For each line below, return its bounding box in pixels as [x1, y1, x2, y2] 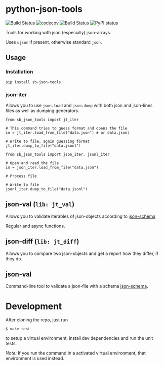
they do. [5, 255, 23, 261]
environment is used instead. [5, 356, 65, 362]
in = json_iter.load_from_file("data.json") [5, 165, 99, 170]
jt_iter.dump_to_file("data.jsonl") [5, 143, 81, 148]
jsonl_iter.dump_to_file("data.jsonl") [5, 186, 88, 191]
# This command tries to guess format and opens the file [5, 125, 127, 131]
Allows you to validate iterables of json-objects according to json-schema [5, 213, 156, 219]
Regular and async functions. [5, 223, 66, 229]
